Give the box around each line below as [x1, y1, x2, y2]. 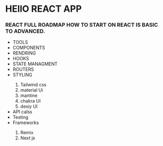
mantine [20, 92, 38, 99]
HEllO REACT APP [5, 3, 82, 15]
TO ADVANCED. [5, 28, 45, 35]
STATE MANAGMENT [12, 61, 58, 67]
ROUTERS [12, 66, 34, 72]
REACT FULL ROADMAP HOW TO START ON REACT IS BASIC [5, 21, 158, 29]
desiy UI [20, 103, 38, 110]
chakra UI [20, 98, 41, 104]
